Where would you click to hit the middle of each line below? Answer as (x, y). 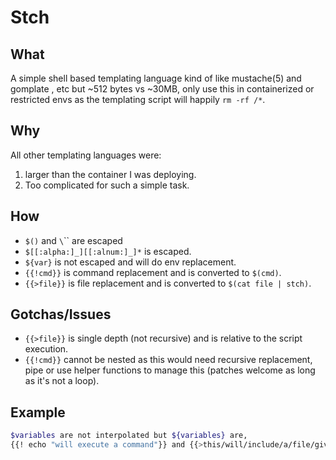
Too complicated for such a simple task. (107, 185)
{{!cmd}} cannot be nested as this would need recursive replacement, (168, 360)
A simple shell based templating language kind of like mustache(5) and (156, 78)
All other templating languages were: (86, 155)
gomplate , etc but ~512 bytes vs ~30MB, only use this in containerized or (162, 89)
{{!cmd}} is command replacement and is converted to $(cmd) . (153, 272)
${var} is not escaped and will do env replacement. (130, 262)
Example (38, 412)
